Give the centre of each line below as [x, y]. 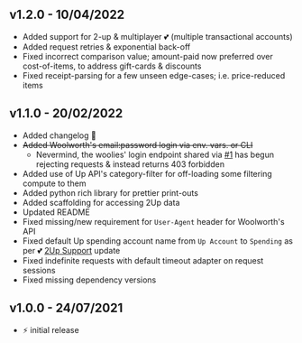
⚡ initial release [50, 330]
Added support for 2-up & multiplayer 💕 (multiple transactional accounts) [157, 36]
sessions [39, 270]
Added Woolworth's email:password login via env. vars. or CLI [137, 144]
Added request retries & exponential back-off [106, 46]
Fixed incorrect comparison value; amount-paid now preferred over [147, 56]
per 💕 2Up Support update [71, 250]
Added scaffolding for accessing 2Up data [101, 202]
